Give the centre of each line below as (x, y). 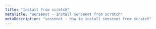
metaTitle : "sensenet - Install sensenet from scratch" (64, 14)
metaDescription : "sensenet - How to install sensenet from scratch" (78, 19)
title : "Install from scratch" (37, 10)
